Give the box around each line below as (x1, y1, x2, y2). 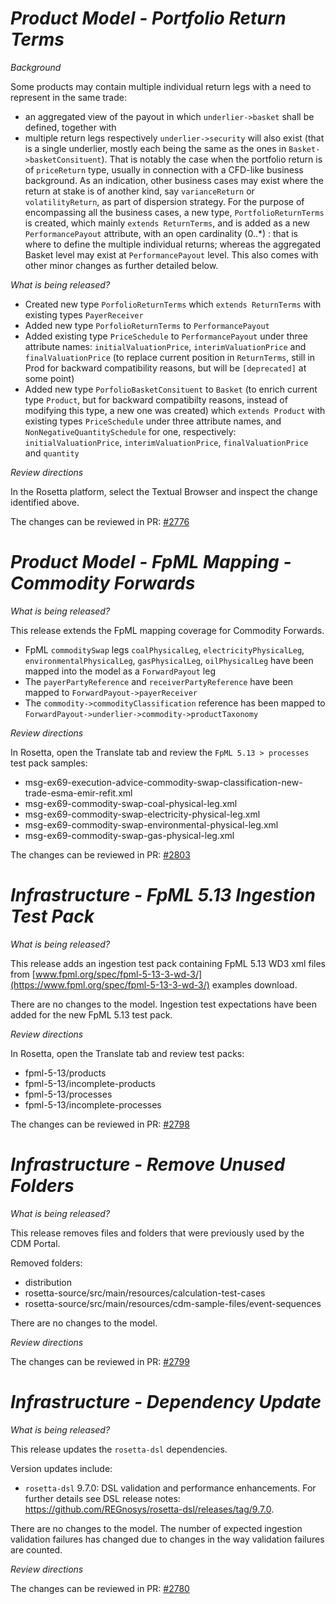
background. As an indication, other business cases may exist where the (24, 174, 324, 186)
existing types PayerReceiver (24, 308, 144, 321)
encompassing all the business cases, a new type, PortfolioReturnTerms (24, 206, 325, 218)
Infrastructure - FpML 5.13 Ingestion (10, 884, 316, 907)
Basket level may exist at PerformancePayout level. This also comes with (24, 248, 319, 261)
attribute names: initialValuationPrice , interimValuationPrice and (24, 340, 307, 352)
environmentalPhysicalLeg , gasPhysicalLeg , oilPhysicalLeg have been (24, 654, 314, 666)
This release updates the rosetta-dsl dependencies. (10, 1443, 228, 1455)
